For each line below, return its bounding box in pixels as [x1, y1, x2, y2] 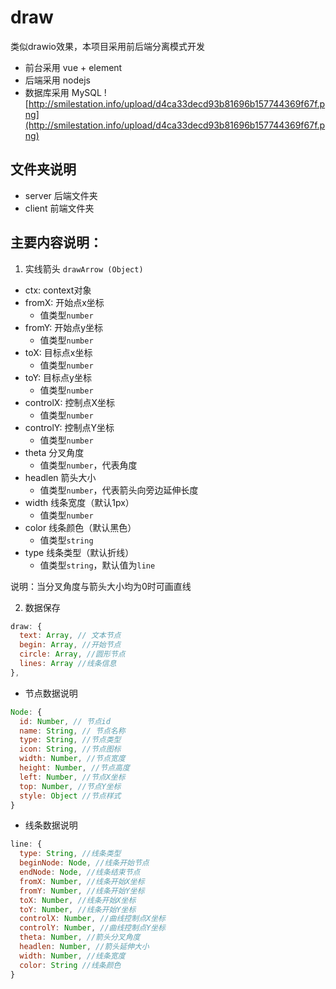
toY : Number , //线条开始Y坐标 [19, 904, 137, 915]
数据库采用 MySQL [24, 86, 102, 98]
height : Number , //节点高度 [19, 763, 130, 773]
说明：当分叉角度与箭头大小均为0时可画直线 [10, 580, 192, 592]
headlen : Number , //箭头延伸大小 [19, 942, 150, 952]
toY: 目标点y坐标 [24, 371, 92, 383]
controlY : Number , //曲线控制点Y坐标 [19, 923, 166, 933]
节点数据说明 [24, 687, 78, 699]
